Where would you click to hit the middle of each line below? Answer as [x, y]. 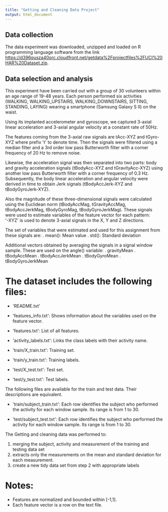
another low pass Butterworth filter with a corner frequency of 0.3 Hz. [77, 173]
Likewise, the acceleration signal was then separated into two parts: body [81, 163]
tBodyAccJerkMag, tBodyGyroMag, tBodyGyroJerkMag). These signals [79, 210]
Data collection [29, 35]
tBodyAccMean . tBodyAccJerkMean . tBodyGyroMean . [63, 256]
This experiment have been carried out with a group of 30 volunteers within [83, 91]
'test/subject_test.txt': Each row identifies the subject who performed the [87, 419]
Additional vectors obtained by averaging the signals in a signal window [79, 245]
